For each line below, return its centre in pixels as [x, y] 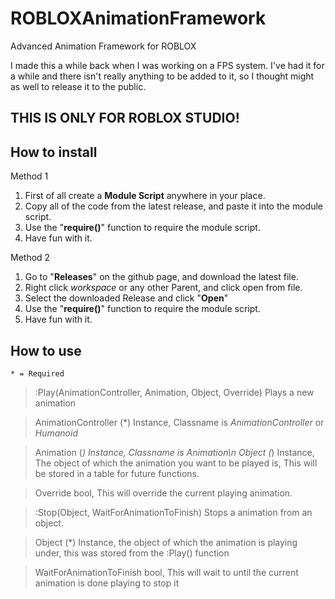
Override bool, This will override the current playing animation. [163, 493]
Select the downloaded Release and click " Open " [126, 298]
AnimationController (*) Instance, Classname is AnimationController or [179, 422]
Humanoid [56, 433]
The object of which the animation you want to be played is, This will [176, 463]
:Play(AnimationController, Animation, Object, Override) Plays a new [174, 392]
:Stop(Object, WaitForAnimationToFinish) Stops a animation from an [173, 512]
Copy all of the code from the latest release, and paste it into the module [173, 206]
